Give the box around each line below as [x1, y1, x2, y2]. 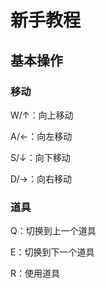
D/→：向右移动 [10, 172, 72, 185]
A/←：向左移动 [10, 130, 73, 142]
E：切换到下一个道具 [10, 246, 95, 258]
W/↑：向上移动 [10, 109, 74, 121]
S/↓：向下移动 [10, 151, 71, 163]
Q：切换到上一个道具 [10, 225, 97, 237]
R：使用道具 [10, 267, 61, 280]
